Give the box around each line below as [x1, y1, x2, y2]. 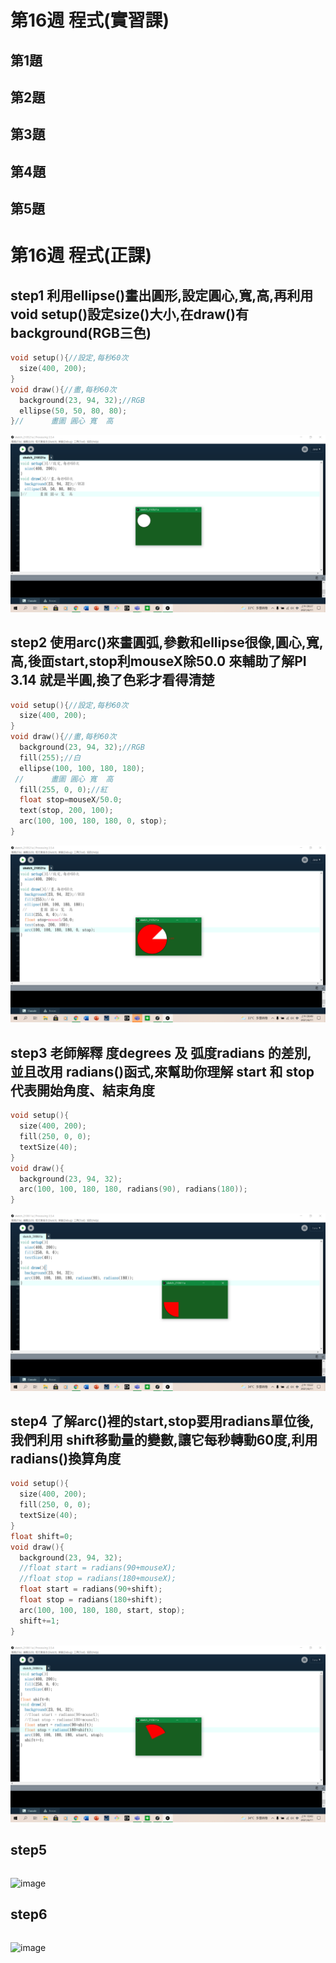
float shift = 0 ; [10, 1531, 74, 1541]
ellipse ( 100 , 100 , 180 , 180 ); [19, 763, 145, 773]
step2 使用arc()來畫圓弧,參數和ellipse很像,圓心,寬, [10, 634, 324, 651]
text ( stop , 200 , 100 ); [19, 806, 114, 816]
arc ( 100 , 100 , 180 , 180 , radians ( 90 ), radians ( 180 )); [19, 1184, 248, 1195]
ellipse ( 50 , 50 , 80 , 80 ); [19, 406, 128, 416]
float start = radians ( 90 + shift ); [19, 1584, 163, 1595]
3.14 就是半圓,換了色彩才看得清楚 [10, 672, 215, 689]
